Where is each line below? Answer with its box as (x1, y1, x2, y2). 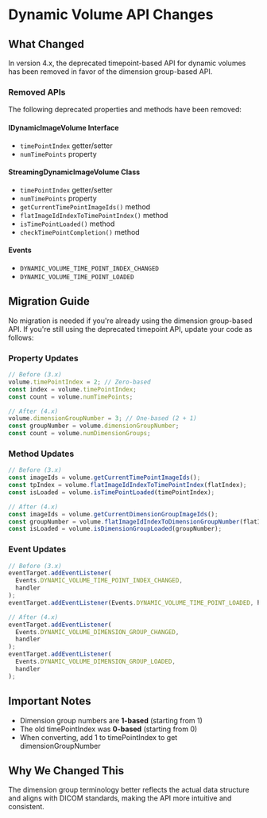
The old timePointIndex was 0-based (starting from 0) (19, 724, 198, 734)
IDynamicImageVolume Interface (8, 123, 119, 132)
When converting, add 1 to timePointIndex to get (19, 732, 178, 742)
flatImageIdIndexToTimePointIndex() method (19, 210, 168, 220)
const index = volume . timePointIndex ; (8, 385, 137, 393)
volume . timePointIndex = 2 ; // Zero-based (8, 378, 151, 386)
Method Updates (8, 448, 75, 459)
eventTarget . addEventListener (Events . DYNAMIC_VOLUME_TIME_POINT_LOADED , (8, 598, 254, 606)
